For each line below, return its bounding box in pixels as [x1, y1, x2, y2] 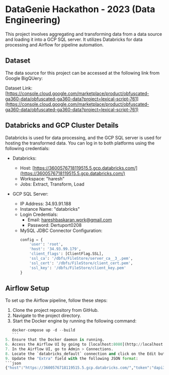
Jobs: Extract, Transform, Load [20, 181, 84, 187]
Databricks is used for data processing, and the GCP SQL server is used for [5, 134, 162, 140]
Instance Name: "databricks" [20, 206, 80, 212]
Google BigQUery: [5, 75, 43, 81]
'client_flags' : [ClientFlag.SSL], [29, 251, 104, 256]
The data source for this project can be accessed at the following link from [5, 70, 160, 76]
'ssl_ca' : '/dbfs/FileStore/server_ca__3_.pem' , [29, 256, 133, 261]
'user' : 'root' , [29, 242, 63, 247]
